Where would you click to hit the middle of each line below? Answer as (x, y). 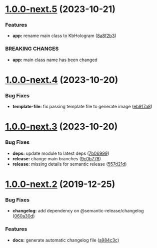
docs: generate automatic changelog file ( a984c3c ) (66, 240)
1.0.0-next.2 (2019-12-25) (60, 184)
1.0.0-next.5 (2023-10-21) (60, 9)
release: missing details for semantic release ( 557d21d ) (69, 164)
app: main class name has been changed (55, 60)
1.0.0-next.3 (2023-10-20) (61, 127)
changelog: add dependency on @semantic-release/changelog (78, 211)
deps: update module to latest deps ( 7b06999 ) (61, 153)
